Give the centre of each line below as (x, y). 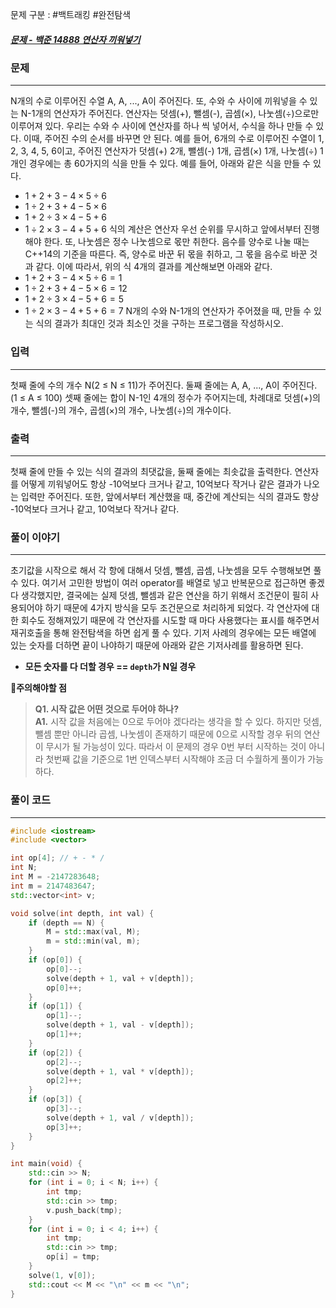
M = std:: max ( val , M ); (93, 932)
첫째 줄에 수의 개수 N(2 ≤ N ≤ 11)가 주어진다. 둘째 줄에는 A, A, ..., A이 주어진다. (164, 385)
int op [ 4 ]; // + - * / (57, 858)
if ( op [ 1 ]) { (55, 1006)
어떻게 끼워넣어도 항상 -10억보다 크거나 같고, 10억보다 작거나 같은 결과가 (161, 484)
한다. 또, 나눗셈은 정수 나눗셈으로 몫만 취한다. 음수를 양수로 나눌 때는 (176, 242)
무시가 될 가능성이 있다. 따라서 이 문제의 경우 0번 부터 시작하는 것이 (176, 747)
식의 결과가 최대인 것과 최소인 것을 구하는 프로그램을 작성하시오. (159, 324)
